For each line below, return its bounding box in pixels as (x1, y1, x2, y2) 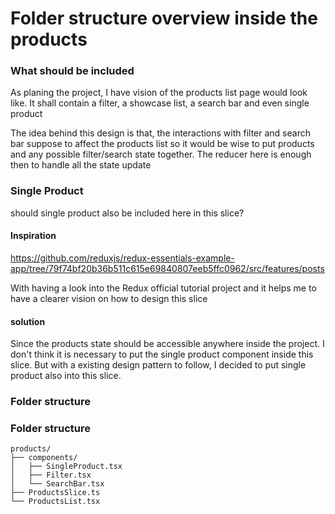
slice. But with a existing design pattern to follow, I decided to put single (10, 359, 307, 371)
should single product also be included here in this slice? (10, 207, 245, 219)
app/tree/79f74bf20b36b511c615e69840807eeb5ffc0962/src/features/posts (10, 262, 325, 274)
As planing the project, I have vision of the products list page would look (10, 87, 308, 99)
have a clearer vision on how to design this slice (10, 292, 208, 304)
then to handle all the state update (10, 159, 152, 171)
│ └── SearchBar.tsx (10, 479, 105, 489)
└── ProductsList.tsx (10, 497, 101, 507)
